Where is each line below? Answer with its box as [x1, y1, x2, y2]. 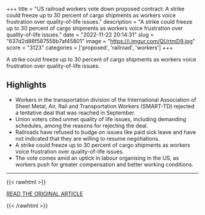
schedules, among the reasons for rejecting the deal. [15, 122, 148, 129]
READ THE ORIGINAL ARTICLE [6, 190, 84, 197]
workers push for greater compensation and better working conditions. [15, 161, 194, 168]
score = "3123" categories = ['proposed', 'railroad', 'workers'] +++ [6, 44, 173, 51]
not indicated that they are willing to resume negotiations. [15, 135, 160, 142]
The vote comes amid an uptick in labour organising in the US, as [15, 154, 179, 161]
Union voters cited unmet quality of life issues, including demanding [15, 115, 186, 122]
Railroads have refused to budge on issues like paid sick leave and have [15, 128, 196, 136]
